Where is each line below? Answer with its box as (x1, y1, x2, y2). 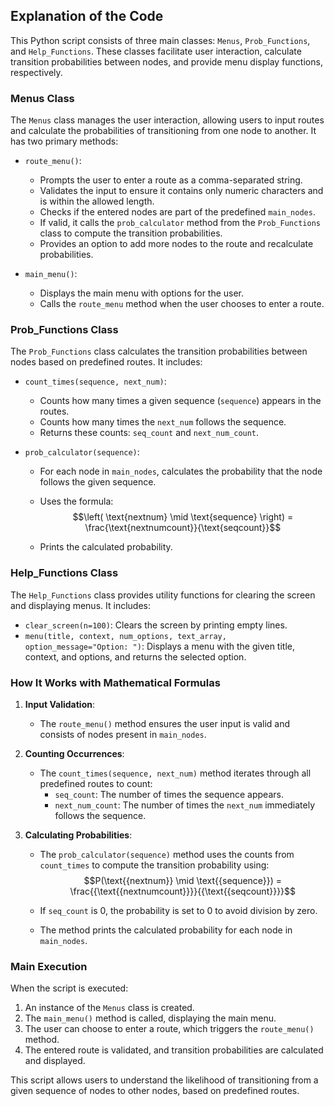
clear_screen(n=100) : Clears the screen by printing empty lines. (24, 619, 288, 631)
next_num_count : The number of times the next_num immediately (54, 799, 316, 811)
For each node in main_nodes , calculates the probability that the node (39, 465, 323, 478)
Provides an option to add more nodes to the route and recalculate (39, 238, 314, 250)
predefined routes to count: (39, 778, 153, 789)
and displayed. (24, 1055, 86, 1067)
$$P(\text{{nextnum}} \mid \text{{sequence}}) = (83, 875, 283, 886)
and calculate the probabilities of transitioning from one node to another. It (10, 125, 317, 137)
